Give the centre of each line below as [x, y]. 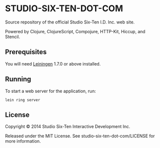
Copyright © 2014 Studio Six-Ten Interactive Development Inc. [68, 127]
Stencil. [13, 37]
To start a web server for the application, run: [50, 91]
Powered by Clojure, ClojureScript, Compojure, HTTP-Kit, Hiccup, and [75, 31]
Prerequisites [26, 52]
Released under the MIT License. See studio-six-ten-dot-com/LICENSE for [80, 136]
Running [18, 79]
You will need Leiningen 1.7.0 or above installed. [53, 63]
